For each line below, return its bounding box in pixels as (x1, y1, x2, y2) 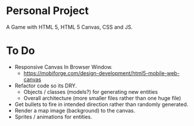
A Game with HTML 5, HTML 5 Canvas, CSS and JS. (6, 23, 133, 30)
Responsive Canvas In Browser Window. (14, 63, 113, 70)
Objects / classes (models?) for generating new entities (23, 88, 158, 95)
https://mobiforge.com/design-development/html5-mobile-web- (23, 69, 180, 77)
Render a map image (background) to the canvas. (14, 107, 136, 114)
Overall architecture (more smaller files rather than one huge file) (23, 94, 182, 101)
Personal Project (6, 4, 89, 18)
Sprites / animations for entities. (14, 113, 93, 120)
